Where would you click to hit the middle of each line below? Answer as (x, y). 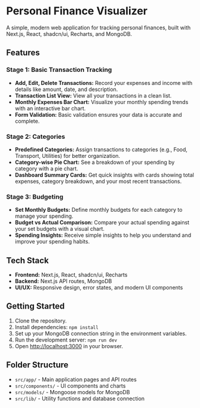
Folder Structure (37, 365)
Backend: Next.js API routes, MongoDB (63, 281)
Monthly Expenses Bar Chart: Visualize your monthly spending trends (101, 102)
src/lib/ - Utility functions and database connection (80, 398)
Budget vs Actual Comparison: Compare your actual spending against (102, 223)
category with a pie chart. (47, 168)
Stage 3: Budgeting (35, 197)
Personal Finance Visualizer (77, 11)
